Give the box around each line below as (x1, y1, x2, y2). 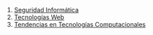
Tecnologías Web (13, 13, 65, 21)
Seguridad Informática (13, 6, 79, 14)
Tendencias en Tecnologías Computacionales (13, 21, 146, 28)
